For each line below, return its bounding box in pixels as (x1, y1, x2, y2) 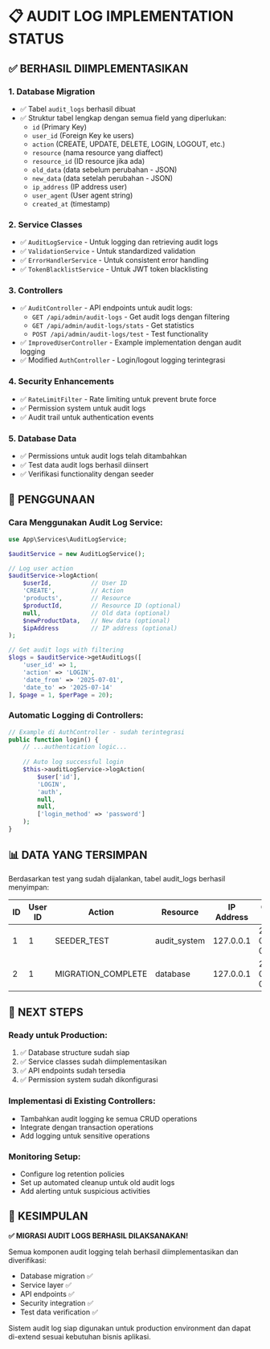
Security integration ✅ (19, 1298, 94, 1307)
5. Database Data (8, 432, 77, 444)
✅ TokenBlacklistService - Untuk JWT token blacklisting (19, 264, 209, 274)
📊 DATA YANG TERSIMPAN (8, 848, 148, 862)
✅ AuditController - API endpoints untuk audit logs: (19, 303, 193, 313)
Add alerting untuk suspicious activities (19, 1187, 151, 1196)
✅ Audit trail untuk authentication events (19, 412, 154, 422)
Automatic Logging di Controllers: (8, 709, 144, 721)
